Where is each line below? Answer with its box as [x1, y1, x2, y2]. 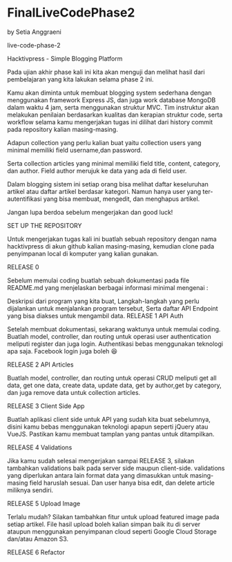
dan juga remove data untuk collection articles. [7, 388, 141, 396]
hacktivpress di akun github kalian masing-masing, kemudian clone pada [7, 242, 215, 250]
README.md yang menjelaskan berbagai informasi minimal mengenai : [7, 283, 209, 291]
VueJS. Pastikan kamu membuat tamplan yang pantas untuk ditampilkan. [7, 429, 215, 438]
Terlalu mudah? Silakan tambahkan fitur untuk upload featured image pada [7, 512, 220, 521]
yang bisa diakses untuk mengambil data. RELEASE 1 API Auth [7, 311, 184, 320]
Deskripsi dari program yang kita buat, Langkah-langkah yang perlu [7, 297, 200, 305]
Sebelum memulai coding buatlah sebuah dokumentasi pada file [7, 276, 190, 284]
